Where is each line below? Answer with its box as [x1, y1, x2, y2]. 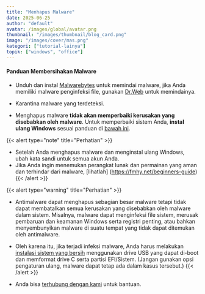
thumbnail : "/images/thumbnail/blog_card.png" [6, 32, 127, 38]
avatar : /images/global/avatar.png [6, 26, 97, 32]
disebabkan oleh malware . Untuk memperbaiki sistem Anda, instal [15, 118, 184, 126]
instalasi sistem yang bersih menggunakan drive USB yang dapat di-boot [15, 249, 199, 256]
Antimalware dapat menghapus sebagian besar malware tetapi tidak [15, 198, 187, 205]
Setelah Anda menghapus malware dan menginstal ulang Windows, [15, 148, 185, 156]
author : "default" [6, 20, 53, 26]
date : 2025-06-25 [6, 15, 51, 21]
